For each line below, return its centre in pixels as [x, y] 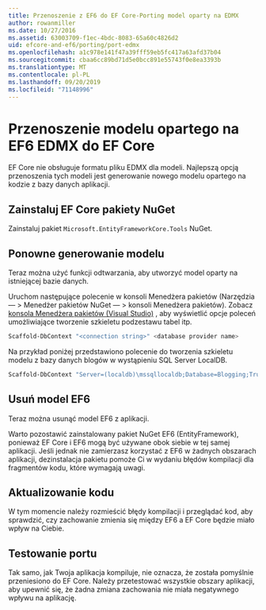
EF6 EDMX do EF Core [82, 146]
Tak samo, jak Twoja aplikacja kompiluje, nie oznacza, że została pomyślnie [131, 573]
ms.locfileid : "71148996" [51, 89]
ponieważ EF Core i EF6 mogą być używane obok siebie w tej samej [119, 442]
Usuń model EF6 [49, 399]
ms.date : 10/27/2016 [42, 30]
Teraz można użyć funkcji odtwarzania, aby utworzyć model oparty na [123, 272]
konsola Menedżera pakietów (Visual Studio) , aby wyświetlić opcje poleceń [132, 313]
